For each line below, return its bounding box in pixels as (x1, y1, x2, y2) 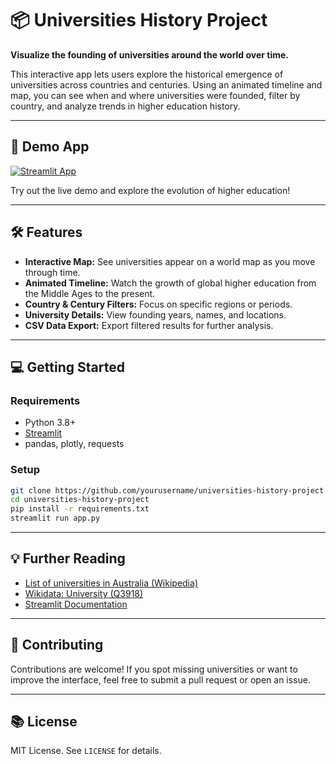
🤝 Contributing (10, 637, 104, 654)
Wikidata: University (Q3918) (24, 587, 144, 599)
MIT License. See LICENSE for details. (10, 745, 162, 757)
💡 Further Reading (10, 550, 126, 567)
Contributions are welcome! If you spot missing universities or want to (10, 663, 298, 675)
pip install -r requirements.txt (10, 504, 150, 514)
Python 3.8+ (24, 417, 77, 429)
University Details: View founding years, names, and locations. (24, 308, 287, 321)
